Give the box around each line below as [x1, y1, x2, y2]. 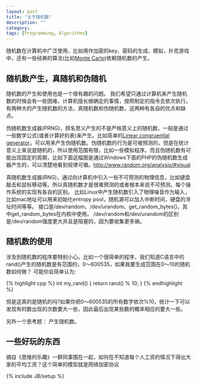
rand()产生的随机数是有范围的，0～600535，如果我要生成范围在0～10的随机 [6, 261, 191, 268]
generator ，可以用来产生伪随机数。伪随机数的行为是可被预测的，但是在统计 [6, 139, 189, 146]
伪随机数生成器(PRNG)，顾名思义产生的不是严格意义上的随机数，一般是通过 [6, 124, 189, 131]
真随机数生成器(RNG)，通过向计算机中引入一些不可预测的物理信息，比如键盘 [6, 174, 191, 181]
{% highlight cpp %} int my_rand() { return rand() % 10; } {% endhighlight [6, 279, 183, 286]
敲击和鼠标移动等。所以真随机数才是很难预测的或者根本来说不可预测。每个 [6, 181, 186, 188]
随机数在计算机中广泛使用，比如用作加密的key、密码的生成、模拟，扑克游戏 [6, 48, 189, 55]
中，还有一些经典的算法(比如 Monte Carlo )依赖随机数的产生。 [6, 55, 153, 62]
